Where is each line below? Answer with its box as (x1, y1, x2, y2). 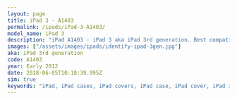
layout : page (7, 10, 46, 18)
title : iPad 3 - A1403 (7, 17, 74, 24)
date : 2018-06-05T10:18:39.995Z (7, 69, 102, 76)
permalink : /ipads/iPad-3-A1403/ (7, 23, 106, 30)
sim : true (7, 75, 37, 83)
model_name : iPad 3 (7, 30, 65, 37)
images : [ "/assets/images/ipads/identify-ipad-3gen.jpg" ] (7, 43, 181, 50)
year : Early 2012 (7, 63, 59, 70)
